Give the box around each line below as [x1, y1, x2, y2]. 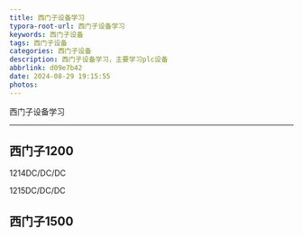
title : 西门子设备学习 [9, 13, 86, 23]
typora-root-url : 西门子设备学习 [9, 22, 125, 31]
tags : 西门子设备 [9, 38, 68, 48]
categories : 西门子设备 [9, 47, 92, 56]
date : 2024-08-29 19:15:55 [9, 72, 111, 81]
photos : [9, 80, 39, 89]
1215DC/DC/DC [9, 186, 66, 196]
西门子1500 [9, 214, 74, 229]
